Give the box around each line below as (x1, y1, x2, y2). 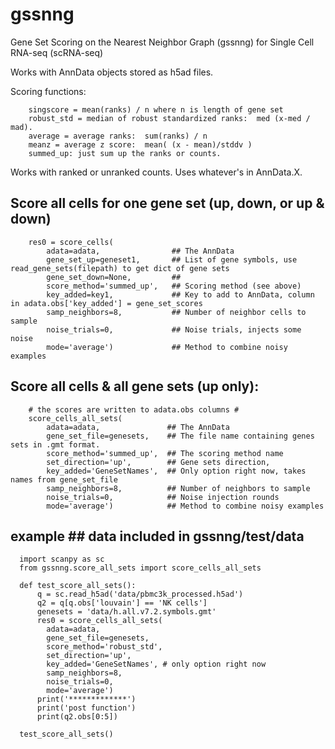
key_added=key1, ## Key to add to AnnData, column (46, 289, 315, 300)
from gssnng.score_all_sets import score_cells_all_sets (19, 563, 262, 573)
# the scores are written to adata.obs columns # (28, 404, 240, 415)
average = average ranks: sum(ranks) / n (28, 131, 208, 141)
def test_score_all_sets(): (19, 581, 137, 591)
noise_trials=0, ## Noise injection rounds (46, 492, 280, 502)
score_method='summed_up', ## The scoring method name (46, 448, 284, 458)
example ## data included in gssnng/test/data (10, 528, 305, 545)
